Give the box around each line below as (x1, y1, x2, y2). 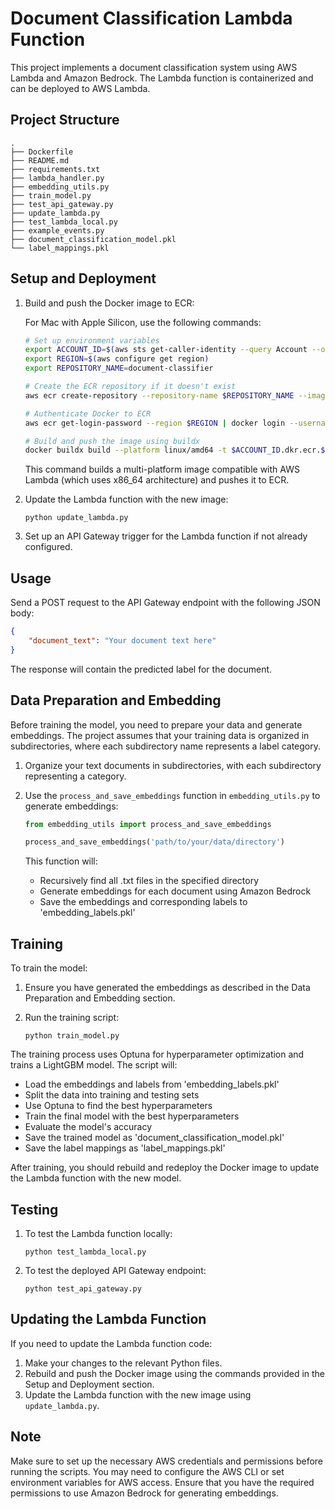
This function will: (24, 855, 98, 867)
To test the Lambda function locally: (24, 1227, 173, 1239)
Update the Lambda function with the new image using (24, 1388, 252, 1401)
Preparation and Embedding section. (24, 992, 176, 1004)
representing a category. (24, 770, 127, 782)
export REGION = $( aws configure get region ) (24, 354, 210, 364)
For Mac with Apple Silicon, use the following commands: (24, 316, 262, 328)
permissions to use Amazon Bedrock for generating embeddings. (10, 1487, 279, 1499)
